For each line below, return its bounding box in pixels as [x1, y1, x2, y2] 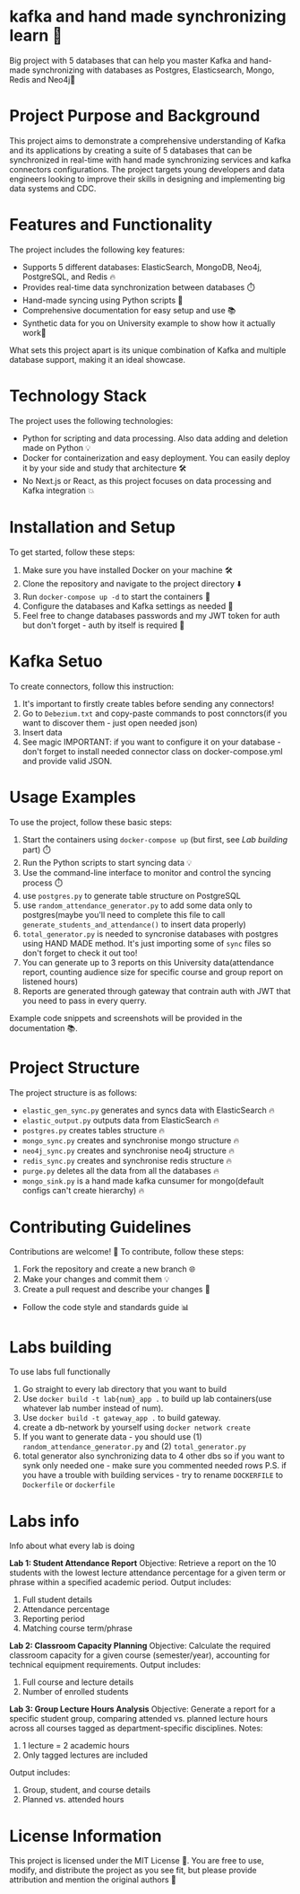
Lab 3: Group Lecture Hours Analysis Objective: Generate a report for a [9, 1704, 276, 1714]
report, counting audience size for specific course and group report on [21, 966, 284, 977]
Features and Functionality [9, 215, 213, 235]
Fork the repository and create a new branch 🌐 [21, 1264, 196, 1274]
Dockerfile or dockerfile [21, 1479, 116, 1490]
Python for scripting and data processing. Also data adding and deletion [21, 433, 288, 444]
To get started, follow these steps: [9, 546, 136, 558]
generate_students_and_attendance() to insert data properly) [21, 919, 246, 929]
